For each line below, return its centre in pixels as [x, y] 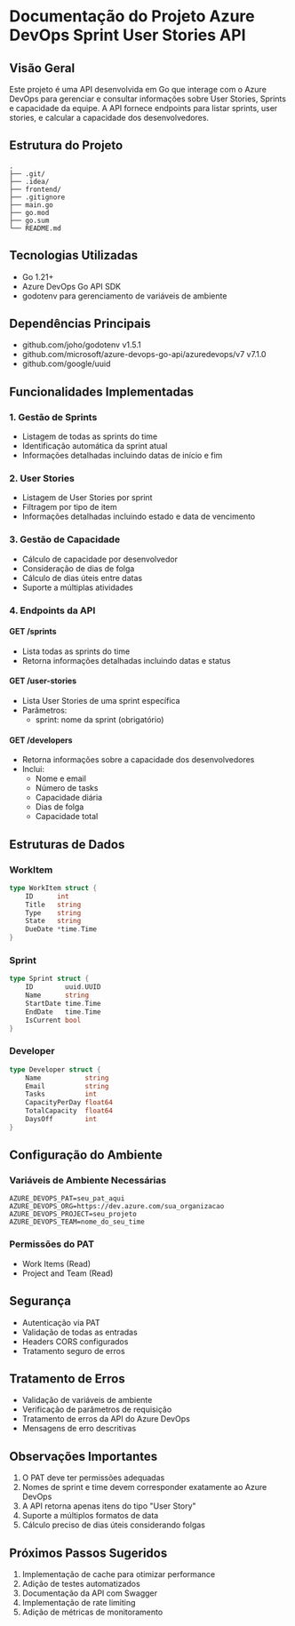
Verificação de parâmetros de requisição [97, 1409]
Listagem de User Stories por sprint [87, 498]
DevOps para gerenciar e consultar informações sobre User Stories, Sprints [148, 99]
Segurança [40, 1301]
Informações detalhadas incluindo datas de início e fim [122, 456]
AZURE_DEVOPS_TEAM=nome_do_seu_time [77, 1222]
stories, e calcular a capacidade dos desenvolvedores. [109, 118]
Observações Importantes [84, 1456]
